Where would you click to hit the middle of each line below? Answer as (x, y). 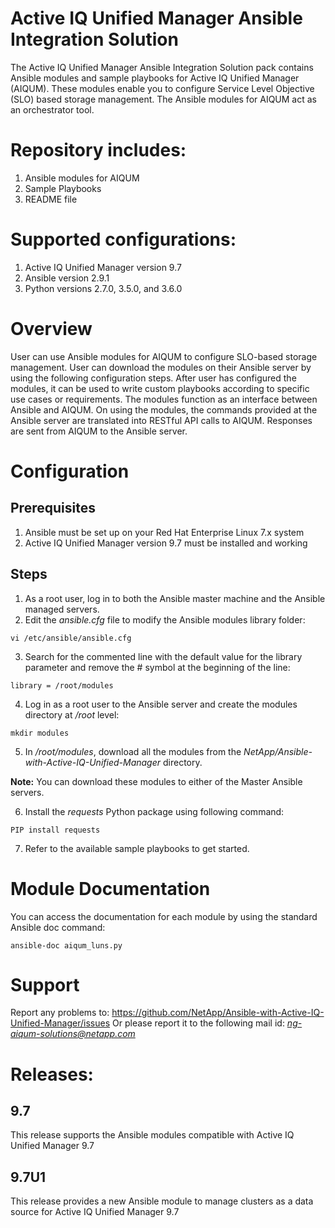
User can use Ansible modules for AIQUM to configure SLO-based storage (164, 356)
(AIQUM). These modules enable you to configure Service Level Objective (162, 88)
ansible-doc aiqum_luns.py (66, 945)
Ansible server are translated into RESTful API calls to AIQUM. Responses (161, 420)
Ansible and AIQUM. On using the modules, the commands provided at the (164, 409)
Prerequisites (53, 508)
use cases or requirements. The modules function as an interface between (164, 399)
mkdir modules (40, 733)
